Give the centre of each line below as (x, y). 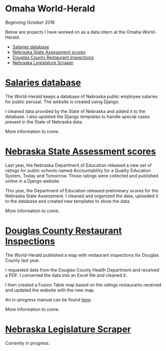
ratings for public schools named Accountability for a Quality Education (78, 170)
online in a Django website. (33, 181)
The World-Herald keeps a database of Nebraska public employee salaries (82, 96)
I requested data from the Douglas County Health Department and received (82, 270)
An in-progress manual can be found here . (49, 299)
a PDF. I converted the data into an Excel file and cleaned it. (66, 275)
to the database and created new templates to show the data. (68, 201)
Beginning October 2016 (30, 22)
